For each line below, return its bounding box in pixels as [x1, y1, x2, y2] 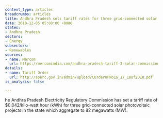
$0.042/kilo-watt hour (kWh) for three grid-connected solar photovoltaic [5, 102, 150, 108]
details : [5, 66, 23, 71]
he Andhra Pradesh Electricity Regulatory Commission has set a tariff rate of [5, 97, 158, 102]
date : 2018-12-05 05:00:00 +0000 [5, 20, 73, 26]
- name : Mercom [5, 57, 36, 62]
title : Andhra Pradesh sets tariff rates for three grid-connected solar [5, 16, 158, 21]
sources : [5, 52, 23, 57]
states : [5, 25, 21, 30]
